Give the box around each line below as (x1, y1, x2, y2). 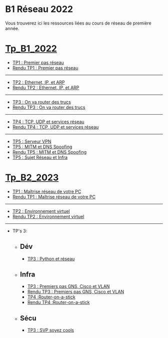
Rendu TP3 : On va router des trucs (12, 104, 85, 110)
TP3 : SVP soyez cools (27, 327, 74, 333)
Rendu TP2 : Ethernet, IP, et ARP (12, 84, 79, 91)
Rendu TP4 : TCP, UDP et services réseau (12, 124, 99, 130)
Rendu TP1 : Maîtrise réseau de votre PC (12, 194, 96, 200)
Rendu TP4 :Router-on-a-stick (27, 299, 90, 305)
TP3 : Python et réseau (27, 255, 75, 261)
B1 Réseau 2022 (5, 4, 73, 15)
